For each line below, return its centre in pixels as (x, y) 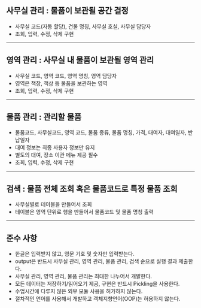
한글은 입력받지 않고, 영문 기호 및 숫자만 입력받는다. (74, 254)
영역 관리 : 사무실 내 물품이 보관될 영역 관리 (80, 60)
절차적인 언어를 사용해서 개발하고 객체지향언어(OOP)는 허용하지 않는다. (98, 299)
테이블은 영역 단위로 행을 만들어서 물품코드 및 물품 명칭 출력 (84, 212)
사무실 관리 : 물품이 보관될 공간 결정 (67, 11)
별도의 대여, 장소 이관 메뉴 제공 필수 (56, 155)
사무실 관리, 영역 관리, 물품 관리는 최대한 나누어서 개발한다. (83, 276)
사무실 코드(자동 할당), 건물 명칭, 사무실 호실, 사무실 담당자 (83, 26)
